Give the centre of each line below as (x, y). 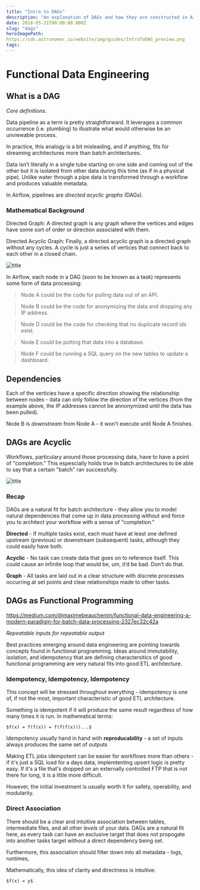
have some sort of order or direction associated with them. (78, 230)
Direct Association (34, 808)
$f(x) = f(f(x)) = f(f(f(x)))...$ (49, 727)
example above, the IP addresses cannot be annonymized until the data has (99, 405)
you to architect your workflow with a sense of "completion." (80, 522)
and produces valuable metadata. (47, 183)
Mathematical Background (45, 210)
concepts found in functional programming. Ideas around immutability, (92, 651)
